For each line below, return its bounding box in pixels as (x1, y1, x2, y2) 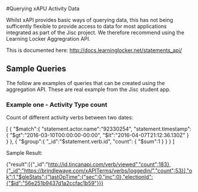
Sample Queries (6, 64, 67, 74)
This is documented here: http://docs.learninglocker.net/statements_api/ (6, 47, 182, 54)
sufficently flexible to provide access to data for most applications (6, 23, 167, 30)
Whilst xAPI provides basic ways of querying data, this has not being (6, 17, 173, 23)
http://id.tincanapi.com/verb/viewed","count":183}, (48, 161, 171, 168)
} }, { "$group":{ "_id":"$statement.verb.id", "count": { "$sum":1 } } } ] (6, 138, 175, 145)
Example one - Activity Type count (6, 100, 108, 109)
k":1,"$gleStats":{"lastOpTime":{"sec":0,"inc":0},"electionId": (6, 174, 153, 181)
